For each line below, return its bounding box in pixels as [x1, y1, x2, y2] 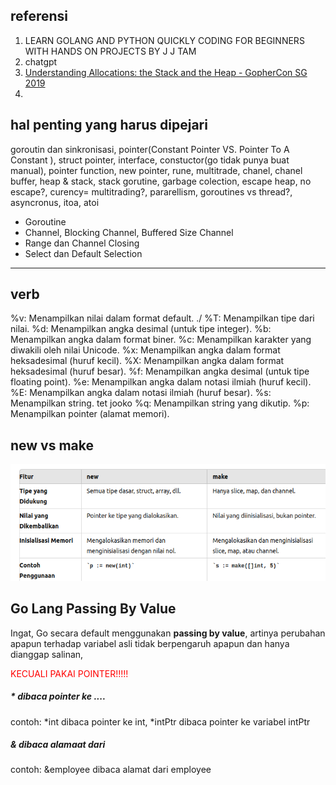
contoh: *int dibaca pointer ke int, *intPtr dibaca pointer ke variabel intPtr [10, 715, 311, 728]
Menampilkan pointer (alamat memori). [10, 408, 170, 420]
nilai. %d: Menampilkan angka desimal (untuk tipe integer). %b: [10, 323, 272, 335]
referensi [10, 8, 69, 25]
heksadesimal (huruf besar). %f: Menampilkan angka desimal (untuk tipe [10, 365, 310, 378]
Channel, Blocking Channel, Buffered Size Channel [24, 226, 234, 238]
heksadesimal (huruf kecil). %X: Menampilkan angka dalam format [10, 355, 285, 367]
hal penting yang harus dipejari [10, 117, 208, 134]
